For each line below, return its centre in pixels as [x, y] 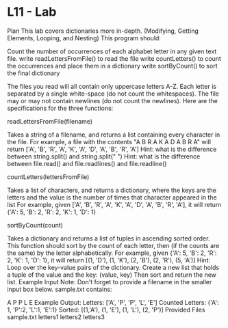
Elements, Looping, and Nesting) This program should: [84, 38]
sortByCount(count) [35, 225]
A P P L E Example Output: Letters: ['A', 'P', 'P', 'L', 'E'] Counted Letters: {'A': [113, 302]
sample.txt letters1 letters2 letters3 [56, 317]
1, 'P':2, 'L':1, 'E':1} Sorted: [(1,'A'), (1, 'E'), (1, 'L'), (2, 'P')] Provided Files [106, 310]
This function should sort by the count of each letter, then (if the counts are [113, 245]
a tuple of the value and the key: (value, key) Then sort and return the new [112, 275]
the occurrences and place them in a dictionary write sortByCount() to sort [112, 66]
